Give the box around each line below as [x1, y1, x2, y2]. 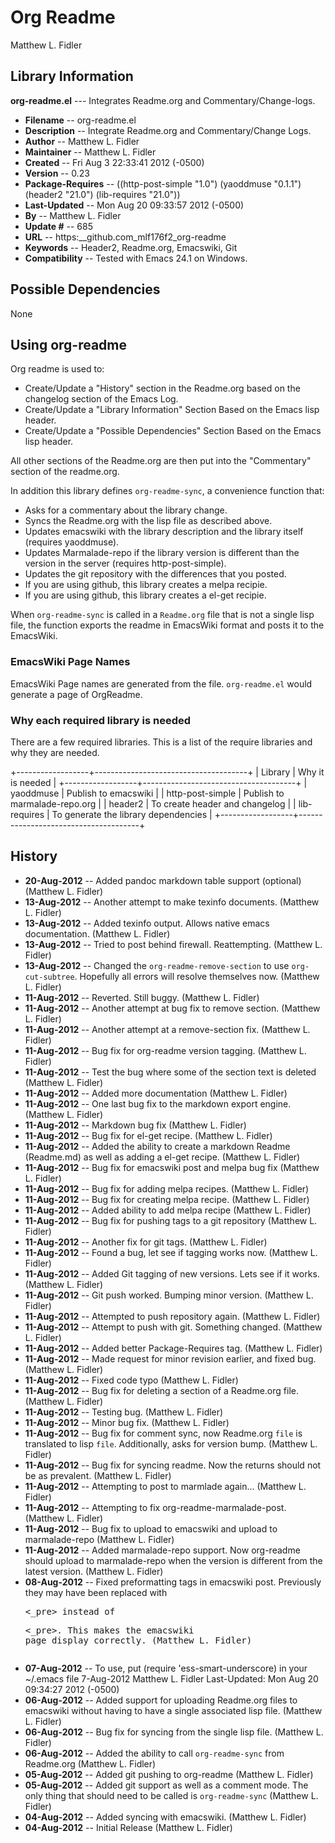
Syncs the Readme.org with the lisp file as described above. [24, 515, 273, 527]
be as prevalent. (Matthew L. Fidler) [24, 1469, 172, 1481]
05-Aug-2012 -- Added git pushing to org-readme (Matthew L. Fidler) [24, 1768, 314, 1780]
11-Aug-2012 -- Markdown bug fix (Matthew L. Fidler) [24, 1119, 247, 1131]
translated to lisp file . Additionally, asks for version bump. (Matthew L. [24, 1437, 318, 1450]
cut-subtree [24, 972, 75, 982]
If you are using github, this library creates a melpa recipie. [24, 579, 268, 591]
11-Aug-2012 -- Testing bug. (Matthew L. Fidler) [24, 1406, 224, 1418]
